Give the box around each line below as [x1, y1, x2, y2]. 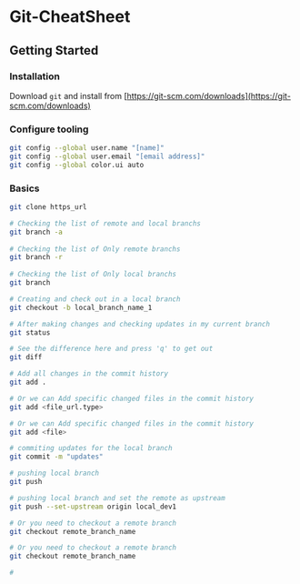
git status [9, 327, 51, 337]
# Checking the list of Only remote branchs [9, 244, 181, 254]
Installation [9, 70, 61, 83]
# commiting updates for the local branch [9, 444, 173, 453]
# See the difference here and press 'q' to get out [9, 344, 214, 354]
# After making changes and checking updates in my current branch [9, 319, 271, 328]
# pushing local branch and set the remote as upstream [9, 493, 225, 502]
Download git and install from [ [9, 90, 127, 101]
